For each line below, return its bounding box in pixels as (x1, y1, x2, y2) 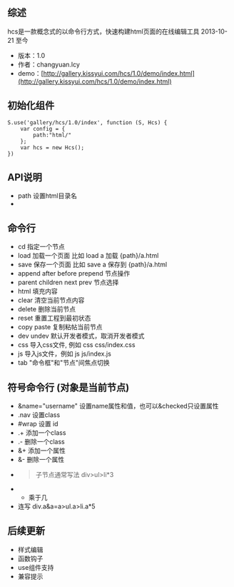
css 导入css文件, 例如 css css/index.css (17, 341, 136, 349)
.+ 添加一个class (17, 428, 66, 437)
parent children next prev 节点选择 (17, 278, 119, 287)
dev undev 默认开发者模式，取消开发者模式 (17, 331, 145, 341)
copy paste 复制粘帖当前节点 (17, 323, 103, 331)
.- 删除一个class (17, 438, 66, 446)
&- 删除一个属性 (17, 456, 65, 464)
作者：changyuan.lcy (17, 60, 81, 69)
